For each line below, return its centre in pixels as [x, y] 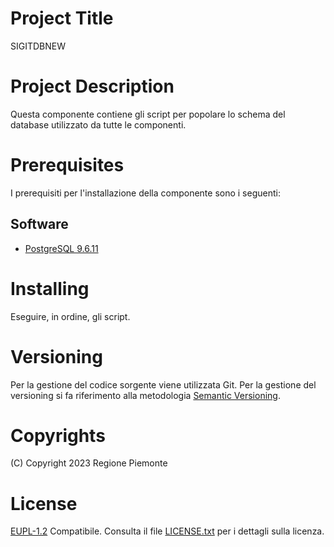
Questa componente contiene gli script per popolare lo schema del [148, 114]
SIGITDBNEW [38, 46]
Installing [50, 288]
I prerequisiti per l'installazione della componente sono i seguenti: [145, 193]
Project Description [92, 86]
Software [39, 224]
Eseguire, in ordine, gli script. [70, 316]
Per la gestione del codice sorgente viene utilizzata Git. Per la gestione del [163, 384]
